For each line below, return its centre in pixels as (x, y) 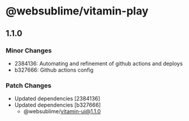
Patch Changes (29, 85)
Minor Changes (29, 51)
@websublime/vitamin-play (77, 11)
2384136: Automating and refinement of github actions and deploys (98, 63)
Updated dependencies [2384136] (57, 99)
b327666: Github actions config (54, 70)
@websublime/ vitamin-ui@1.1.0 (62, 111)
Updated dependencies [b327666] (57, 105)
